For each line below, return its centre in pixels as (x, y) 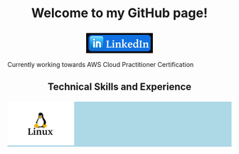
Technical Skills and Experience (119, 87)
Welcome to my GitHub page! (119, 13)
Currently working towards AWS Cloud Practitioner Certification (101, 64)
